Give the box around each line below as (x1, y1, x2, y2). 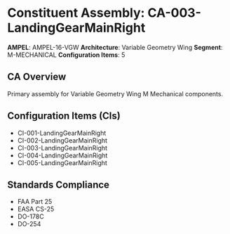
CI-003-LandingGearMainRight (17, 143, 107, 152)
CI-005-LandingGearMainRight (17, 158, 107, 167)
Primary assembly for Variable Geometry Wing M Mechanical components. (7, 89, 223, 98)
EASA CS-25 (17, 205, 55, 214)
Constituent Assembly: (7, 5, 145, 21)
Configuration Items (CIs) (7, 110, 121, 122)
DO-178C (17, 212, 44, 221)
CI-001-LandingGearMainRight (17, 129, 107, 137)
